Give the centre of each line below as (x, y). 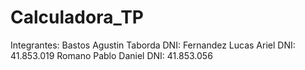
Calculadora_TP (77, 17)
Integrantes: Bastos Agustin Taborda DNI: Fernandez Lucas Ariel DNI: (153, 45)
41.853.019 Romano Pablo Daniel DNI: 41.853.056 (111, 55)
